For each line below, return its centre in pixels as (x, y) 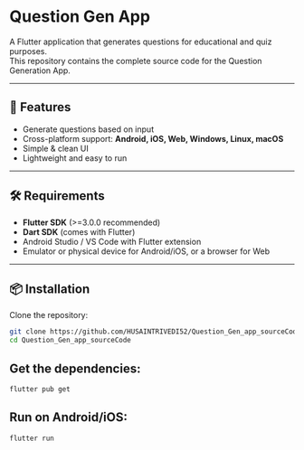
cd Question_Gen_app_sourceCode (70, 341)
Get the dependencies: (75, 368)
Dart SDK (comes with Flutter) (79, 231)
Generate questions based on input (88, 129)
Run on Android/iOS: (69, 417)
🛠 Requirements (57, 196)
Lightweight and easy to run (75, 158)
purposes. (28, 51)
